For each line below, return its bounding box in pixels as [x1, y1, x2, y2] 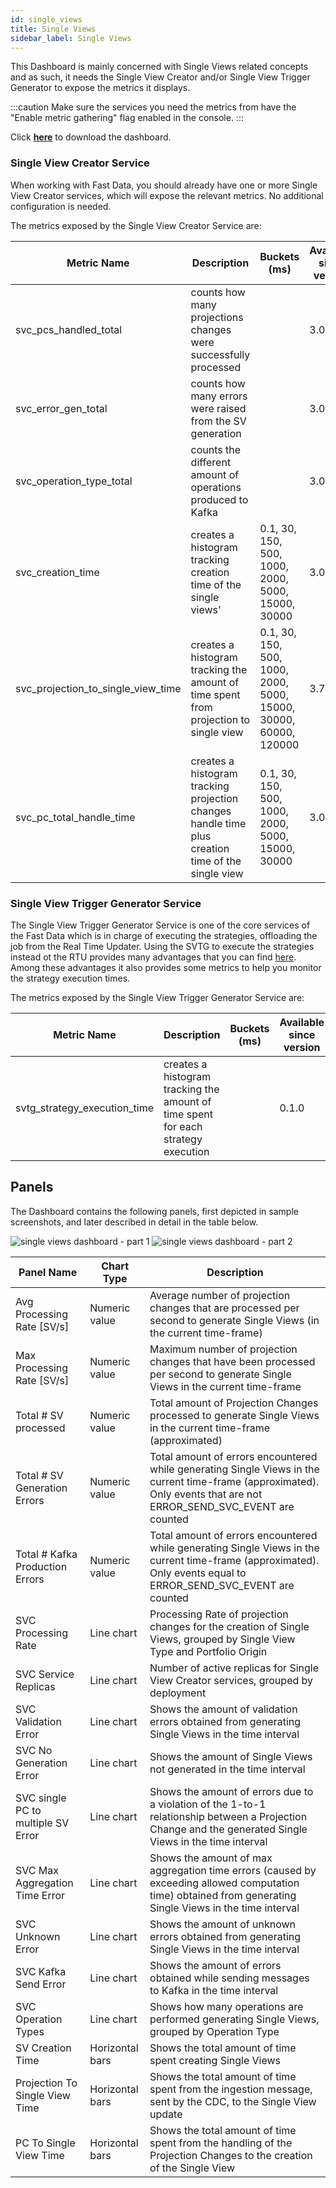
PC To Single [15, 2136, 76, 2150]
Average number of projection [149, 1288, 291, 1302]
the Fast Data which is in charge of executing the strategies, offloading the [10, 929, 318, 941]
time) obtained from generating [149, 1888, 297, 1902]
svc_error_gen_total [15, 401, 108, 415]
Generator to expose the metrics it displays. [10, 82, 191, 94]
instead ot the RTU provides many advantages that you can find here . [10, 951, 297, 963]
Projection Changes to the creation [149, 2148, 313, 2162]
